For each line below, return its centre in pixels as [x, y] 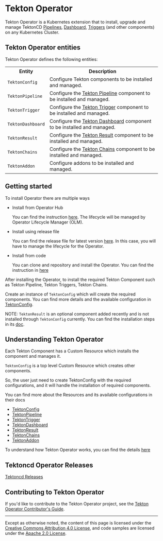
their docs [15, 400]
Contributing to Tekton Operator [55, 492]
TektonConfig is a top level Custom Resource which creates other [70, 366]
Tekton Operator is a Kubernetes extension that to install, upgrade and [75, 22]
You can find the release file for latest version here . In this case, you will [84, 241]
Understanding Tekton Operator [54, 339]
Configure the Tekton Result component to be [101, 135]
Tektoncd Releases [24, 477]
